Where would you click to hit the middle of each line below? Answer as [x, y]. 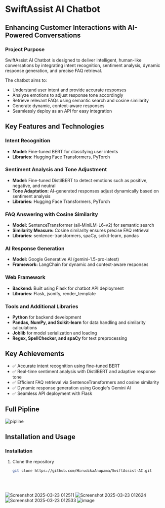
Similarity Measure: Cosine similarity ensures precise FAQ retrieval [81, 230]
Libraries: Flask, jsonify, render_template [54, 293]
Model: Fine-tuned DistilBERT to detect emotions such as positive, [80, 180]
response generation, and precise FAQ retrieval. [54, 70]
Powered [19, 35]
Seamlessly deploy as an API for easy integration [62, 111]
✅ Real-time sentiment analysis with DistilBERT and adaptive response [84, 371]
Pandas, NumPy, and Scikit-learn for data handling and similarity [79, 322]
